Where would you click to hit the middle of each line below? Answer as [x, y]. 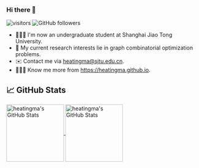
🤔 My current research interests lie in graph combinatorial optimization [104, 48]
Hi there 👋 [21, 10]
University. [29, 42]
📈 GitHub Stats [36, 90]
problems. [28, 54]
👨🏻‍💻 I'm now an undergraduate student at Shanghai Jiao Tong [94, 35]
